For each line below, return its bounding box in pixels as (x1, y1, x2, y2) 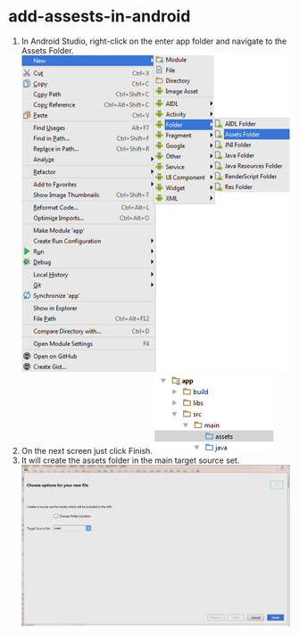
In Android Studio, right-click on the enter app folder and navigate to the (21, 36, 287, 46)
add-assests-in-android (8, 6, 191, 27)
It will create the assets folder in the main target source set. (21, 455, 240, 466)
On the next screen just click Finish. (21, 446, 154, 457)
